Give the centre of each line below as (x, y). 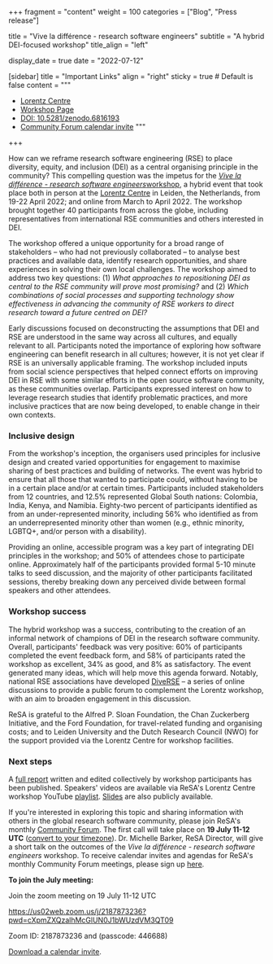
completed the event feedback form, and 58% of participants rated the (127, 655)
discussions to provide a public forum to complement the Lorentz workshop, (136, 690)
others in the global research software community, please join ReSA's (125, 821)
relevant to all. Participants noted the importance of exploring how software (135, 346)
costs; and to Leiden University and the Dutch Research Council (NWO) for (134, 731)
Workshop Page (47, 110)
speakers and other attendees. (60, 590)
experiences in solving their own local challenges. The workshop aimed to (132, 269)
